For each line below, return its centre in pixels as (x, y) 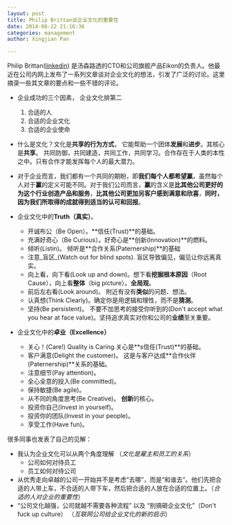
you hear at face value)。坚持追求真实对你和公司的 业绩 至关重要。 (121, 317)
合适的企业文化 (49, 121)
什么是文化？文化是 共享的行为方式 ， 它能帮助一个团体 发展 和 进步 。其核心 (121, 144)
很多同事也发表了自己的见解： (49, 439)
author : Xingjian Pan (38, 39)
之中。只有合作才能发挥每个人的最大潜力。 (78, 161)
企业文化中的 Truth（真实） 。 (57, 217)
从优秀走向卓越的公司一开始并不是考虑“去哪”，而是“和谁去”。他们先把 (116, 479)
